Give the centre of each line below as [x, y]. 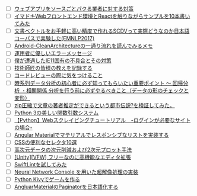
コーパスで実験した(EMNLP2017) [54, 38]
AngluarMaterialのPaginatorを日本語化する [66, 187]
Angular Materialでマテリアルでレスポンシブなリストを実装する [92, 134]
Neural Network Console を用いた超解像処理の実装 [76, 172]
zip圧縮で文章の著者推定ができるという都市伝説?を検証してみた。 [94, 105]
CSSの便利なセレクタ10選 [45, 142]
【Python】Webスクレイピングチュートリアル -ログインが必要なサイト [102, 120]
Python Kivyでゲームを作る [47, 179]
